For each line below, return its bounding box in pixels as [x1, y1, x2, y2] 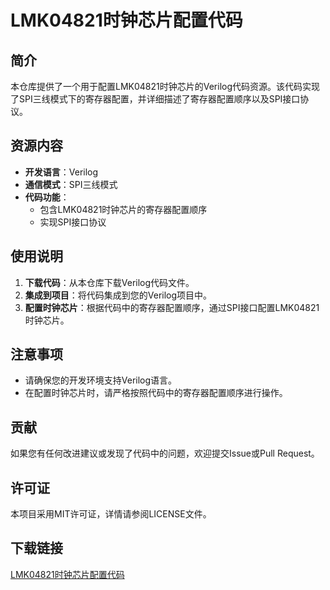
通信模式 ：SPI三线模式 [24, 178, 118, 190]
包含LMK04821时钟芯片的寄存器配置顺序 [39, 203, 208, 215]
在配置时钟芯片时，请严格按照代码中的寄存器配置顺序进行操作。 [24, 387, 288, 399]
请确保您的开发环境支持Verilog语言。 [24, 374, 178, 386]
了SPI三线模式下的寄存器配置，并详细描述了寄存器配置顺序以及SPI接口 [10, 93, 301, 105]
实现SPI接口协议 [39, 216, 107, 228]
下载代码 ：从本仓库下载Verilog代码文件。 [24, 276, 195, 288]
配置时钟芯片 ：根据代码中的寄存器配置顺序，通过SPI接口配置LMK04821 [24, 301, 320, 313]
